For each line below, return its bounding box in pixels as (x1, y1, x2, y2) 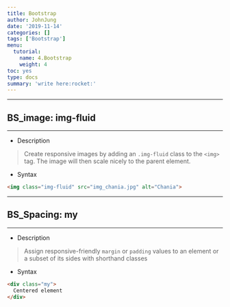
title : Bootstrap (7, 10, 57, 17)
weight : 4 (19, 61, 48, 68)
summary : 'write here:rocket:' (7, 80, 97, 87)
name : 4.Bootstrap (19, 55, 72, 62)
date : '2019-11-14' (7, 23, 63, 29)
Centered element (13, 287, 63, 294)
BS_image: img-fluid (7, 112, 96, 123)
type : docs (7, 73, 38, 81)
